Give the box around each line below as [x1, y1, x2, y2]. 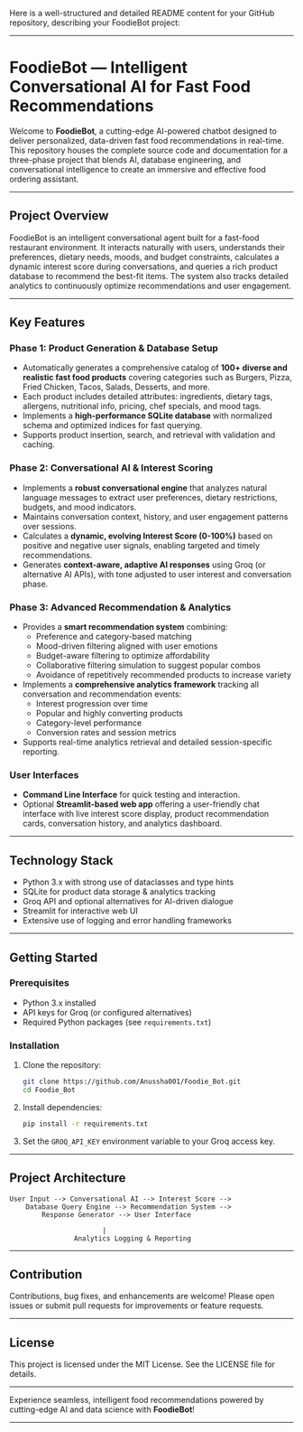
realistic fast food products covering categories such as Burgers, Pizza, [22, 372, 293, 383]
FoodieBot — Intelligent [9, 58, 188, 78]
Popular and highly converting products [35, 708, 183, 719]
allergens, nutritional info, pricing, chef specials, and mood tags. [22, 401, 262, 412]
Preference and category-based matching [35, 632, 192, 642]
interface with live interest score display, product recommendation [22, 809, 270, 819]
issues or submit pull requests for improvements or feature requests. [9, 1300, 264, 1311]
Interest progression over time [35, 698, 149, 709]
